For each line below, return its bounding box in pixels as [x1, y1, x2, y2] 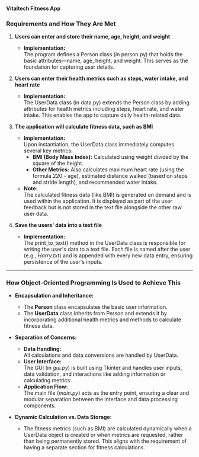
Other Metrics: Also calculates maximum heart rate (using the [32, 166, 184, 173]
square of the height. [32, 159, 84, 167]
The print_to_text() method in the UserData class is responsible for [23, 239, 186, 246]
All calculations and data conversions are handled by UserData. [23, 351, 179, 359]
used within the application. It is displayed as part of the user [23, 197, 173, 204]
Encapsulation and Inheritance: [14, 292, 94, 299]
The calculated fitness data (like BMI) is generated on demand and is [23, 191, 192, 198]
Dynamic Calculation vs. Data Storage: [14, 414, 112, 421]
